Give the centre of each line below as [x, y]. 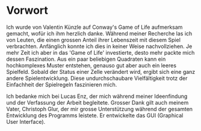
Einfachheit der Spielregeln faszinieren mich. [62, 84]
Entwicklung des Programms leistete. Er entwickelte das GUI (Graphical [95, 115]
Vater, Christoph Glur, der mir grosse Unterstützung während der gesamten [100, 109]
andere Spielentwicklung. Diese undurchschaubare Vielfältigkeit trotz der [97, 78]
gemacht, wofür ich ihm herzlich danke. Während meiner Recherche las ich [99, 33]
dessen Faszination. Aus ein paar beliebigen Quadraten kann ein [86, 59]
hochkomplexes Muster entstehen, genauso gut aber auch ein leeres [91, 65]
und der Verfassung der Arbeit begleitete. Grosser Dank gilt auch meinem [97, 102]
